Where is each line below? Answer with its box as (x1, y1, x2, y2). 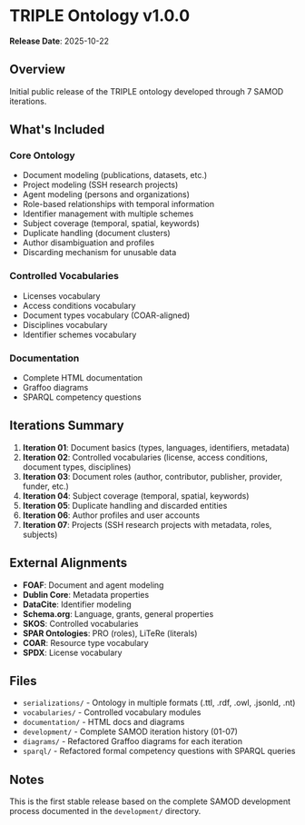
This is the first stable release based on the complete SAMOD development (9, 796, 291, 807)
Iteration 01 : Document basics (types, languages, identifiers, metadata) (22, 442, 290, 452)
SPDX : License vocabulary (22, 647, 123, 658)
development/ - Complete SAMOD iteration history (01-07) (22, 726, 239, 737)
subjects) (22, 529, 58, 540)
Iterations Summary (9, 418, 124, 433)
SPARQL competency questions (22, 392, 143, 403)
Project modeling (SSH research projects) (22, 179, 179, 191)
